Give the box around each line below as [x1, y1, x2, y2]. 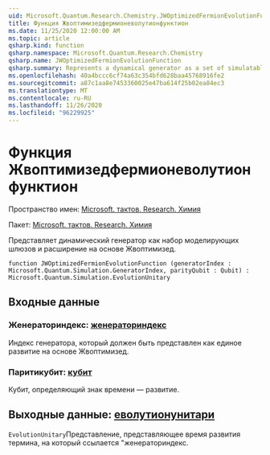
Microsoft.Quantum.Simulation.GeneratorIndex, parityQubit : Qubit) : [8, 266, 250, 274]
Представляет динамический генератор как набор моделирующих [8, 235, 239, 245]
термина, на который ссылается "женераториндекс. [8, 437, 189, 447]
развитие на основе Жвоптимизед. [8, 346, 129, 356]
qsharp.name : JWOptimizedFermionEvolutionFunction [8, 57, 182, 65]
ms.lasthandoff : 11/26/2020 [8, 101, 103, 109]
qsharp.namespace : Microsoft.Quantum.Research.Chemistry [8, 49, 203, 57]
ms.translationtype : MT [8, 86, 88, 95]
